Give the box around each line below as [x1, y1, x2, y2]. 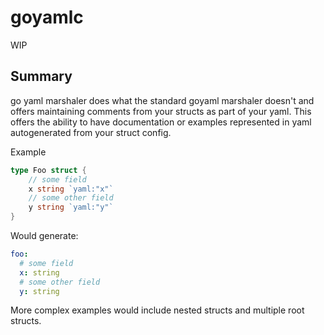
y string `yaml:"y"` [28, 202, 114, 213]
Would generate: [10, 230, 79, 241]
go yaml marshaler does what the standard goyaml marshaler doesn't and [10, 94, 315, 106]
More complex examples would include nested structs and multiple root [10, 304, 305, 316]
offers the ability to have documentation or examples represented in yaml [10, 116, 312, 128]
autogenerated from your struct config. [10, 126, 172, 138]
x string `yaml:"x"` [28, 184, 114, 194]
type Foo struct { [10, 165, 87, 175]
